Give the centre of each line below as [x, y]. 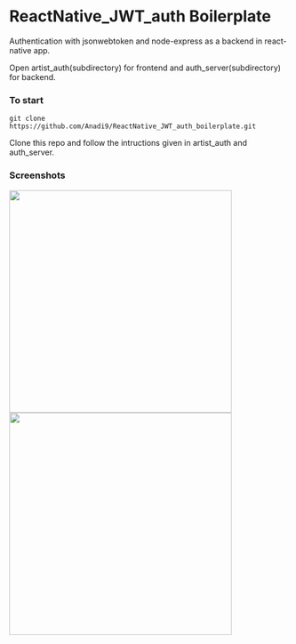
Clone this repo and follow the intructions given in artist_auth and [128, 143]
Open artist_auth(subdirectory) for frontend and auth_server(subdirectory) [145, 68]
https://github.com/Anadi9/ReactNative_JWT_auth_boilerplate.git [132, 126]
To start [27, 100]
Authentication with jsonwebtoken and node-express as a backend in [136, 41]
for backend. [32, 76]
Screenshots [37, 175]
